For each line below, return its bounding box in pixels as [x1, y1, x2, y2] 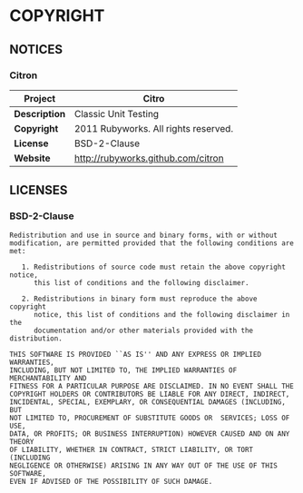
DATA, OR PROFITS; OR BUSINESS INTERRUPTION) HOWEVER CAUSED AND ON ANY [9, 429, 290, 439]
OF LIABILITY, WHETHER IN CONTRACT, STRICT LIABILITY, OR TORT [9, 445, 254, 454]
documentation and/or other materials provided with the [33, 326, 254, 335]
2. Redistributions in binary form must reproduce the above [21, 294, 258, 303]
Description [14, 107, 66, 120]
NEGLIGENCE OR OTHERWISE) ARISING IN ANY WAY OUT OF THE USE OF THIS [9, 460, 279, 470]
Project [24, 92, 56, 104]
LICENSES [9, 182, 68, 198]
